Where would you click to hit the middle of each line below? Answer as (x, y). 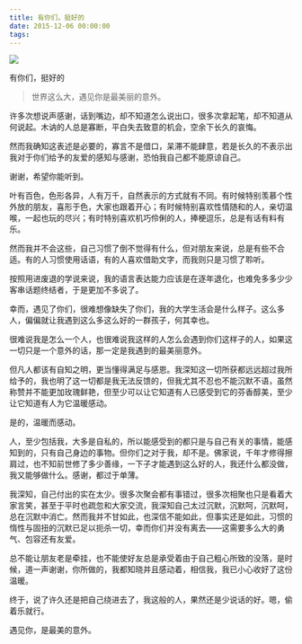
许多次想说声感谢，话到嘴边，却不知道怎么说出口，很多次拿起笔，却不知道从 (151, 116)
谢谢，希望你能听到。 (49, 177)
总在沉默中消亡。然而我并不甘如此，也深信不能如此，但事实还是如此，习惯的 (151, 516)
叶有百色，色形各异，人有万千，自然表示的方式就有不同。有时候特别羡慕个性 (151, 196)
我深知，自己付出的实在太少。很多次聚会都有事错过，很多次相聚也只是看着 (147, 494)
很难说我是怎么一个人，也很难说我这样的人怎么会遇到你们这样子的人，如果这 (151, 340)
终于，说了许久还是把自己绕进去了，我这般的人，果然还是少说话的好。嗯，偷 (151, 600)
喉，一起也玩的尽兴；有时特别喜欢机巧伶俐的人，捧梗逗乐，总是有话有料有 (147, 218)
